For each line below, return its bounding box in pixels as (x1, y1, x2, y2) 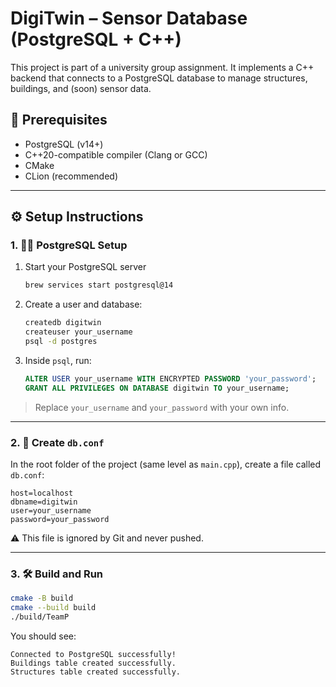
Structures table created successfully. (10, 667, 182, 677)
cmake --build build (10, 603, 97, 613)
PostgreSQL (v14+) (24, 138, 104, 150)
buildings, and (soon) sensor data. (10, 82, 152, 94)
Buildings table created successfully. (10, 658, 177, 668)
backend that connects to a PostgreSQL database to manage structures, (10, 72, 308, 84)
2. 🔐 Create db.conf (10, 435, 105, 449)
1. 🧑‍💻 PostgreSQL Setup (10, 238, 128, 252)
